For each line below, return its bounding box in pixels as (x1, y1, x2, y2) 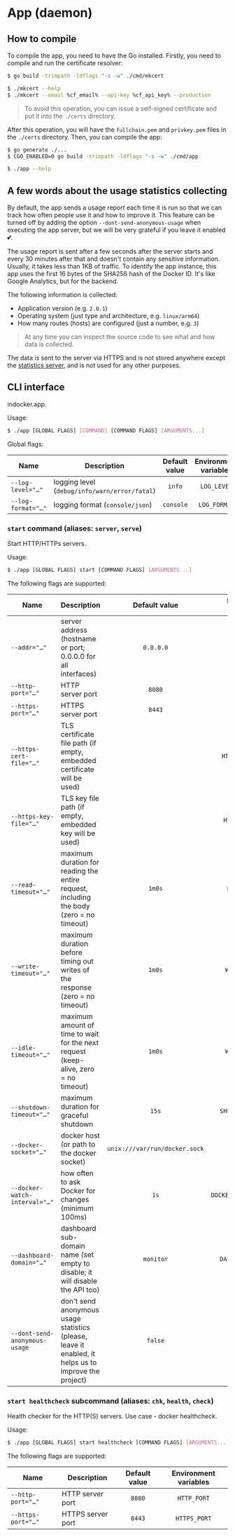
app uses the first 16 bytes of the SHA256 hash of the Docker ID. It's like (7, 270, 215, 278)
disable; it (60, 1267, 93, 1277)
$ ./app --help (7, 165, 52, 172)
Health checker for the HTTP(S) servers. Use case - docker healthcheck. (7, 1412, 218, 1421)
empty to (60, 1258, 90, 1268)
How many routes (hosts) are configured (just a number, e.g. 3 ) (17, 319, 199, 327)
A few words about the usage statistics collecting (7, 184, 227, 197)
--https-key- (10, 812, 55, 821)
